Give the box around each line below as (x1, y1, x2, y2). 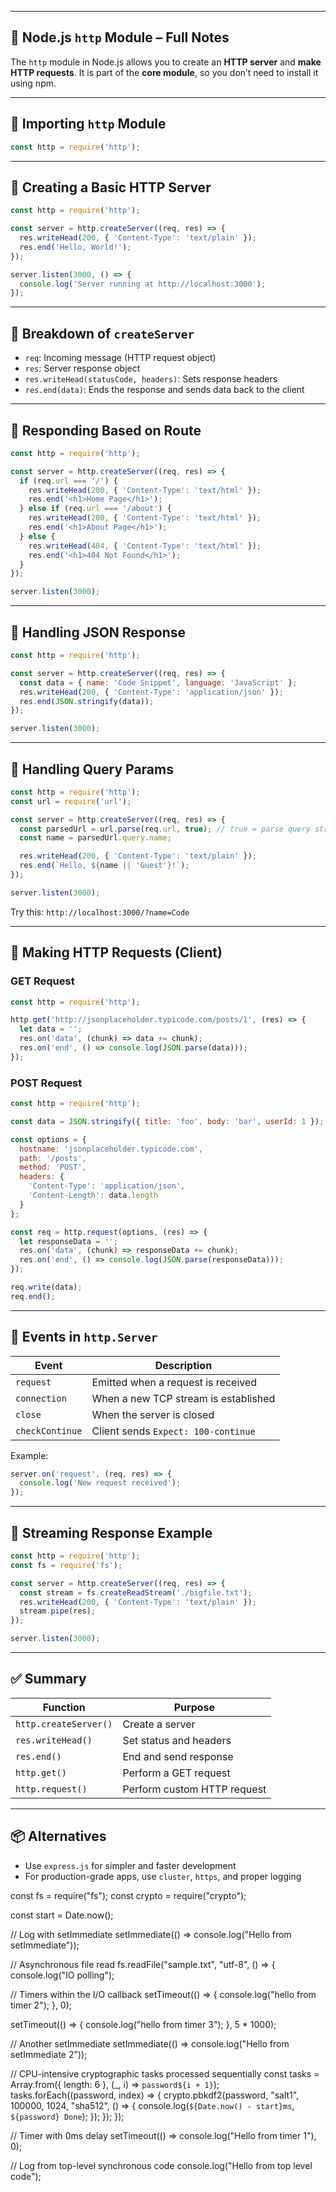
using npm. (10, 77, 57, 89)
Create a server (122, 1717, 196, 1731)
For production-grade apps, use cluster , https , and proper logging (24, 1870, 302, 1882)
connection (15, 1392, 67, 1404)
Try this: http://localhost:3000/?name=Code (10, 906, 190, 918)
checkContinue (15, 1425, 83, 1436)
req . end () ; (10, 1291, 56, 1301)
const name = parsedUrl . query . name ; (19, 833, 172, 843)
